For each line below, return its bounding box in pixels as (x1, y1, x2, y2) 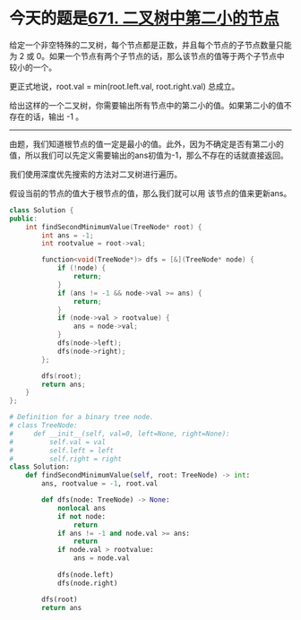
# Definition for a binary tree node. (9, 413, 154, 422)
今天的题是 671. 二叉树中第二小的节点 (9, 8, 279, 29)
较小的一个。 (9, 62, 56, 73)
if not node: (56, 512, 106, 521)
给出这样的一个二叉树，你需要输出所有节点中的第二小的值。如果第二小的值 (9, 99, 284, 110)
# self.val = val (9, 437, 106, 446)
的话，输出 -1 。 (24, 111, 84, 122)
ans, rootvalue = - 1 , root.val (41, 479, 159, 488)
